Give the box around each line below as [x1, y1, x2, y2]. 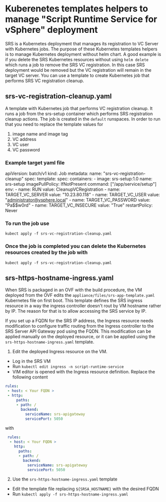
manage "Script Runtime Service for [5, 13, 158, 25]
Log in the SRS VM [12, 358, 51, 364]
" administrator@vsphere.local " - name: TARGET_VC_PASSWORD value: [5, 197, 151, 203]
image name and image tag [12, 130, 68, 137]
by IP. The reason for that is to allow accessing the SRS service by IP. [5, 308, 147, 314]
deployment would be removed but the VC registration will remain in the [5, 67, 152, 73]
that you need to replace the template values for [5, 121, 103, 127]
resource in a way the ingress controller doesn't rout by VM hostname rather [5, 303, 162, 309]
